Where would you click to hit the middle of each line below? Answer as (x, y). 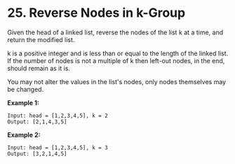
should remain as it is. (39, 68)
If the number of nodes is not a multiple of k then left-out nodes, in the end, (116, 60)
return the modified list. (41, 39)
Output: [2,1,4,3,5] (38, 122)
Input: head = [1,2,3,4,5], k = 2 (58, 116)
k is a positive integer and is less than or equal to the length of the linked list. (118, 53)
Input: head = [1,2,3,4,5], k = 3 (58, 148)
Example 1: (23, 102)
